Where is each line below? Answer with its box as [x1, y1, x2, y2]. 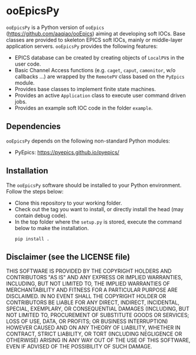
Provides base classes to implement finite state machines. [14, 85, 156, 92]
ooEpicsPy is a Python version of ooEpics [6, 24, 104, 31]
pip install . [14, 235, 50, 242]
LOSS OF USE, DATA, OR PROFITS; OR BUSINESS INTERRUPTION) [6, 318, 168, 325]
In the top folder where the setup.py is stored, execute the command [14, 218, 182, 225]
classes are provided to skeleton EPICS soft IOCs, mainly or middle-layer [6, 36, 183, 43]
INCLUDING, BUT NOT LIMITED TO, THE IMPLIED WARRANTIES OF [6, 280, 170, 288]
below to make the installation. [14, 224, 89, 231]
